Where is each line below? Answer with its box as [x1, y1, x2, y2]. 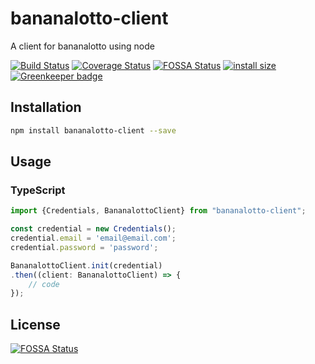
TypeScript [10, 183, 66, 197]
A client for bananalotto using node [10, 40, 155, 52]
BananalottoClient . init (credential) [10, 260, 163, 271]
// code [28, 279, 60, 289]
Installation [10, 99, 82, 116]
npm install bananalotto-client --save [10, 125, 177, 136]
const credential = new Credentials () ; [10, 224, 177, 234]
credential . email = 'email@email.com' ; [10, 233, 177, 244]
